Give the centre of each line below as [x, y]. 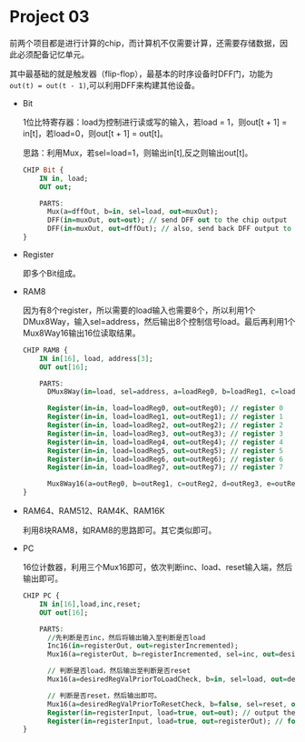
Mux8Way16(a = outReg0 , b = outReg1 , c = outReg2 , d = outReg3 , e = [161, 484]
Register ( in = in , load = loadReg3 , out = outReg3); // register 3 [165, 434]
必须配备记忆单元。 [53, 54]
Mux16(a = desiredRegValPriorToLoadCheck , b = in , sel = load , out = [167, 679]
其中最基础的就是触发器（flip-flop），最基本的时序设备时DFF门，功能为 [142, 74]
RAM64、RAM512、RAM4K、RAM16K [93, 511]
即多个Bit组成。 [51, 273]
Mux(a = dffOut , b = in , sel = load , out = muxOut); [133, 212]
